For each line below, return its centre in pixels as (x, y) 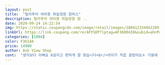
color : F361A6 (20, 42)
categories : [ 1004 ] (25, 37)
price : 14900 (18, 46)
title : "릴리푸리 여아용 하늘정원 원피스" (43, 14)
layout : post (18, 10)
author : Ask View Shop (28, 50)
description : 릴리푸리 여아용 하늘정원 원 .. (46, 19)
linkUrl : (14, 32)
